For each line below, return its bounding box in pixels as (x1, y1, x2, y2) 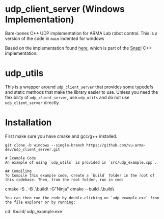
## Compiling (5, 169, 32, 174)
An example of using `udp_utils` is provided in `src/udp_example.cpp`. (5, 160, 157, 165)
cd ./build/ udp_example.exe (5, 208, 62, 214)
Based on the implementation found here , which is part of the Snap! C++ (5, 45, 152, 51)
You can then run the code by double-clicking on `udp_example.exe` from (5, 195, 160, 200)
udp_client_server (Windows (5, 3, 125, 15)
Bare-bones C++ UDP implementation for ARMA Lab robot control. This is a (5, 30, 158, 36)
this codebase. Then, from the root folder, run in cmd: (5, 177, 124, 182)
